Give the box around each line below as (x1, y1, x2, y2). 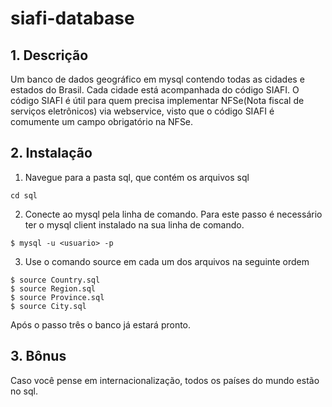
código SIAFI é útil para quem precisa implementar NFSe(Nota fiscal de (10, 95, 305, 106)
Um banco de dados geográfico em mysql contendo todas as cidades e (10, 73, 305, 85)
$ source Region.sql (10, 283, 97, 294)
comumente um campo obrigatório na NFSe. (10, 116, 194, 127)
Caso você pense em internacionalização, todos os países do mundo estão (10, 374, 320, 386)
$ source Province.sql (10, 292, 105, 302)
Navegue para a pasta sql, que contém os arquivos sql (24, 171, 250, 183)
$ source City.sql (10, 301, 87, 311)
